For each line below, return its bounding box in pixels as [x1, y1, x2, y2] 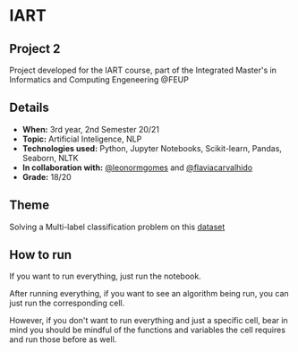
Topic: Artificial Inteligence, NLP [21, 133, 142, 144]
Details [9, 100, 49, 116]
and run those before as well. [9, 334, 117, 345]
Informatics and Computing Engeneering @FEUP [9, 74, 190, 85]
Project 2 [9, 41, 61, 56]
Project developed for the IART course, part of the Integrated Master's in [9, 64, 277, 75]
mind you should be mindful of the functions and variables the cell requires [9, 324, 286, 336]
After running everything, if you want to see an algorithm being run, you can [9, 288, 289, 299]
